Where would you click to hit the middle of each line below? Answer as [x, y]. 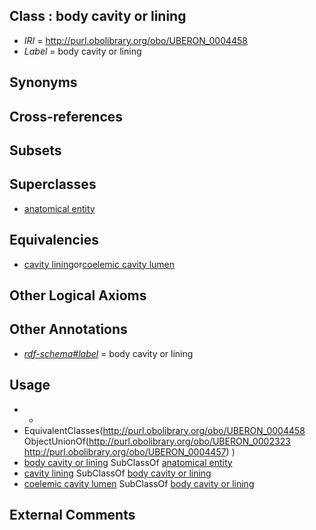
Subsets [35, 150]
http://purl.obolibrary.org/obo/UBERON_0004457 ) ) [129, 451]
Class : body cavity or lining [98, 16]
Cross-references [66, 116]
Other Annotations [68, 329]
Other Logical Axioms [78, 295]
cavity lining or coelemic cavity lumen [99, 264]
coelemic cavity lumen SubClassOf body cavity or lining [139, 483]
